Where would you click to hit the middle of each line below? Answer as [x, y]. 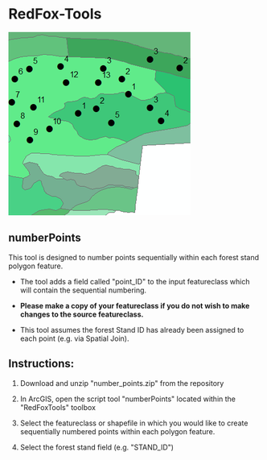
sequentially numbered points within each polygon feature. [117, 431]
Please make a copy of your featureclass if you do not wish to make [135, 305]
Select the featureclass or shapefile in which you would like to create [134, 423]
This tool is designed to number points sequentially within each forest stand [134, 257]
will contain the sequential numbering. [83, 290]
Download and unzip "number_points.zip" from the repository [122, 383]
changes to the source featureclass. [82, 314]
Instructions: [41, 364]
